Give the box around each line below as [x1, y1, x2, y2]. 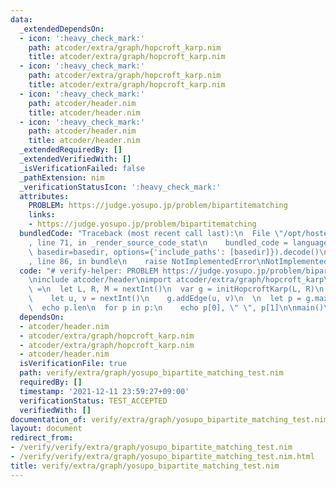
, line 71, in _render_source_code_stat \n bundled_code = [28, 237, 288, 248]
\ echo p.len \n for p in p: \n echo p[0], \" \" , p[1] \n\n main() [28, 303, 325, 313]
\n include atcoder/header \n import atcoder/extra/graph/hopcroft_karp [28, 275, 325, 285]
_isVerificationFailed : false [19, 163, 145, 173]
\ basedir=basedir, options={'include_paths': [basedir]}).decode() [28, 247, 320, 257]
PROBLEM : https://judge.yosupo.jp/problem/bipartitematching [28, 201, 288, 211]
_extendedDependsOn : [19, 24, 105, 34]
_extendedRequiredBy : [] [19, 145, 123, 155]
